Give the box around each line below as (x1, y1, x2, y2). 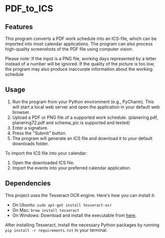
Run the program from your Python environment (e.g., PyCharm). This (12, 99, 154, 104)
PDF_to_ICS (5, 3, 53, 14)
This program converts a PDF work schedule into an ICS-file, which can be (5, 35, 157, 41)
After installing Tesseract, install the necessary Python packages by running (5, 222, 160, 228)
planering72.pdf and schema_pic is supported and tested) (12, 119, 131, 126)
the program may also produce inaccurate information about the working (5, 66, 153, 72)
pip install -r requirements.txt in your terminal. (5, 227, 108, 233)
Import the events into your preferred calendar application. (12, 165, 132, 170)
